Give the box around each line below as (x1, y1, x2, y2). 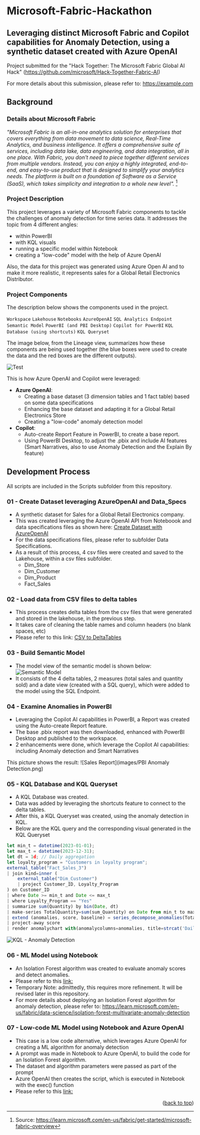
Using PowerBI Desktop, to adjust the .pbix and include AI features (24, 437, 188, 444)
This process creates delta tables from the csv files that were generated (15, 609, 192, 616)
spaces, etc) (15, 628, 46, 635)
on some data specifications (24, 399, 94, 406)
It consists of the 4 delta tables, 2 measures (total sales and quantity (15, 675, 183, 682)
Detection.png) (7, 765, 44, 772)
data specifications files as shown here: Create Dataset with (15, 524, 163, 531)
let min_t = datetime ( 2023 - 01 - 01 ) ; (7, 843, 95, 849)
